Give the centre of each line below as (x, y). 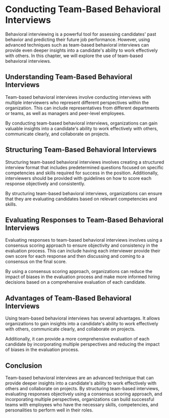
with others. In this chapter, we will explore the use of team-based (74, 55)
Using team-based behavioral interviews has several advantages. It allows (83, 318)
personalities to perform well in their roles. (49, 410)
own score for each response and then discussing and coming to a (75, 256)
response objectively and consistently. (45, 183)
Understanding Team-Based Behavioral (69, 77)
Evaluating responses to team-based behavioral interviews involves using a (84, 240)
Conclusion (24, 366)
